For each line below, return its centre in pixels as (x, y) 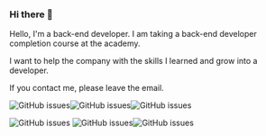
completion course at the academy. (75, 43)
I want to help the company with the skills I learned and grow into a (133, 61)
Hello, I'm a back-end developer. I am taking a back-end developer (133, 34)
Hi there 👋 (32, 14)
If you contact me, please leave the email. (87, 88)
